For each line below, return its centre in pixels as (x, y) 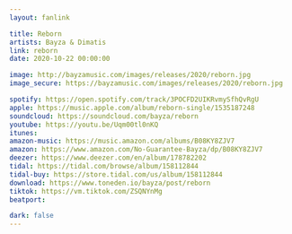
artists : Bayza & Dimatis (58, 42)
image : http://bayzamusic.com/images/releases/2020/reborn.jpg (130, 75)
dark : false (31, 216)
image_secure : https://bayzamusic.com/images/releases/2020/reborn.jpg (146, 83)
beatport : (28, 199)
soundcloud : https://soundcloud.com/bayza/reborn (104, 116)
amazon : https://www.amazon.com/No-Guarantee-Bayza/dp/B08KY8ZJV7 (136, 150)
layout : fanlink (40, 17)
